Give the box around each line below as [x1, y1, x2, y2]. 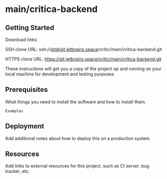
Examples [5, 108, 23, 113]
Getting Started [5, 23, 54, 32]
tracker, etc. [5, 168, 30, 174]
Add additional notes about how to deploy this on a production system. [5, 135, 151, 141]
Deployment [5, 122, 44, 130]
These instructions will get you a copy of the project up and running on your [5, 66, 161, 71]
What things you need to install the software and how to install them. [5, 98, 146, 104]
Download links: [5, 36, 38, 42]
